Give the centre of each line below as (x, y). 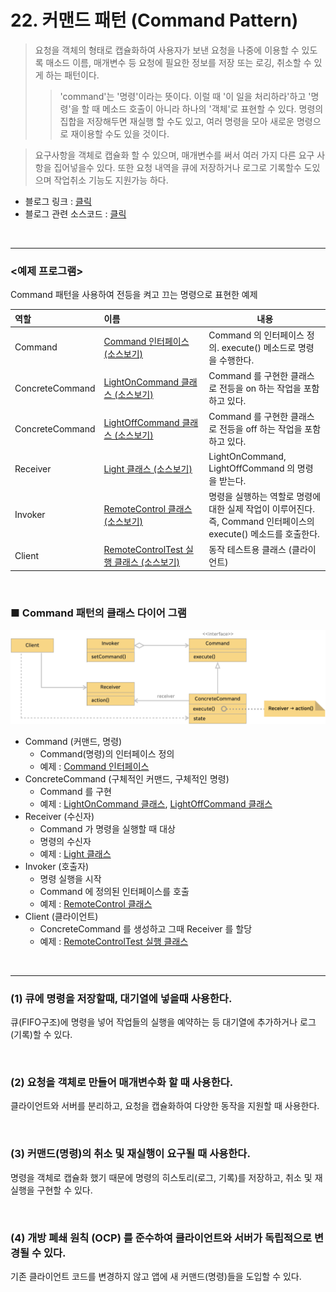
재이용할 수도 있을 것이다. (120, 133)
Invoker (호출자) (57, 866)
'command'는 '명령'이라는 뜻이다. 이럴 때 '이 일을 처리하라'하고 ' (185, 96)
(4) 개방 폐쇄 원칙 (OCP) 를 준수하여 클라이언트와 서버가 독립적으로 (161, 1238)
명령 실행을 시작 (70, 878)
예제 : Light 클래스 (75, 853)
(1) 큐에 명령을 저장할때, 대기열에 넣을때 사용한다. (121, 998)
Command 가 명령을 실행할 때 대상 (107, 828)
